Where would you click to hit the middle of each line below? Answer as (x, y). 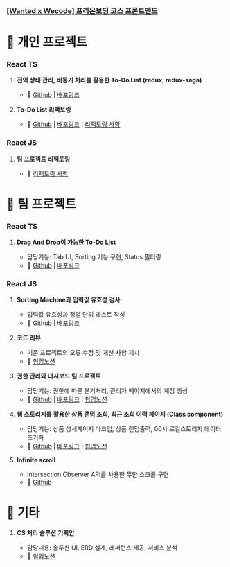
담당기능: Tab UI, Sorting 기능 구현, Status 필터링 (94, 257)
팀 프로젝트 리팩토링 (43, 159)
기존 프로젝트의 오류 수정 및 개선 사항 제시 (83, 353)
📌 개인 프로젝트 (47, 42)
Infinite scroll (36, 460)
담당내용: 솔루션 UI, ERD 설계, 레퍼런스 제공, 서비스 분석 (102, 548)
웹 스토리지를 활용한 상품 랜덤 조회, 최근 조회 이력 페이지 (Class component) (120, 415)
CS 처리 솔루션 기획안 (45, 533)
